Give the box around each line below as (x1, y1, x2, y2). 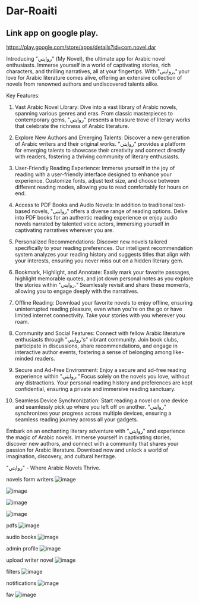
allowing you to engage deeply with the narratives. (14, 287, 139, 295)
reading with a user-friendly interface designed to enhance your (14, 171, 172, 178)
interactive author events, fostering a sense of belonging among (14, 349, 172, 355)
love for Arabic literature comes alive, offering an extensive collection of (6, 74, 182, 81)
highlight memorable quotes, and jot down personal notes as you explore (14, 275, 194, 282)
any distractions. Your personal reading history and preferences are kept (14, 379, 193, 386)
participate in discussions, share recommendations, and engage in (14, 342, 178, 349)
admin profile (6, 545, 39, 552)
